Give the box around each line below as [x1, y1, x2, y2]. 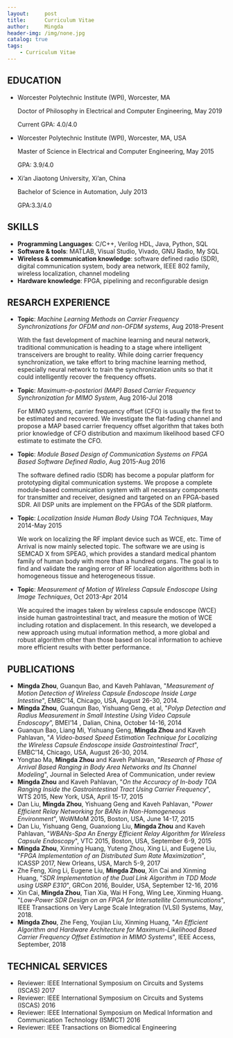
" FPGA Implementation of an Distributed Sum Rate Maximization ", [17, 852, 206, 860]
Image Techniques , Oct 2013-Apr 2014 [17, 592, 128, 601]
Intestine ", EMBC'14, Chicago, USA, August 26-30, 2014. [17, 697, 179, 705]
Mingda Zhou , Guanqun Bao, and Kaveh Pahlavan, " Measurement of [17, 682, 214, 690]
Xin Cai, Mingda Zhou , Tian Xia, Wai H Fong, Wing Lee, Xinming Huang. [17, 889, 223, 897]
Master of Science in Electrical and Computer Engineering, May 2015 [17, 147, 214, 155]
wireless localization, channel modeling [17, 269, 130, 277]
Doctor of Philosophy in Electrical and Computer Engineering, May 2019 [17, 106, 223, 115]
